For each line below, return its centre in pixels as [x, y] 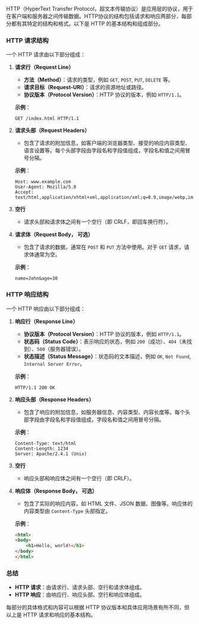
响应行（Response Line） [46, 321]
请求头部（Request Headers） [52, 130]
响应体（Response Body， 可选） [56, 491]
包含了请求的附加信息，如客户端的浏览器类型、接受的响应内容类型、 [107, 143]
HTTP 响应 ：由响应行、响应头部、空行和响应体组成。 [80, 595]
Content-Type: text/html [45, 443]
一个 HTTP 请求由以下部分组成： [46, 55]
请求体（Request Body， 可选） [54, 234]
